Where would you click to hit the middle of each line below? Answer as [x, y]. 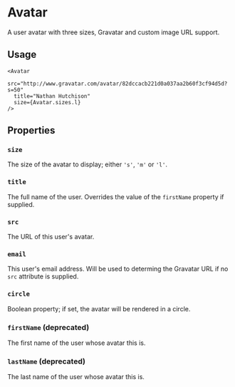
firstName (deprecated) [48, 327]
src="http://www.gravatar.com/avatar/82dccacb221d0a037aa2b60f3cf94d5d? [117, 84]
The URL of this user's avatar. [51, 237]
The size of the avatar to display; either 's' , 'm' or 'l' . [87, 164]
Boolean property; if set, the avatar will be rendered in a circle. [99, 308]
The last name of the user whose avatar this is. [76, 377]
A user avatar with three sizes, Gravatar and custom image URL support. [114, 32]
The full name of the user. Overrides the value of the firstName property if [116, 196]
